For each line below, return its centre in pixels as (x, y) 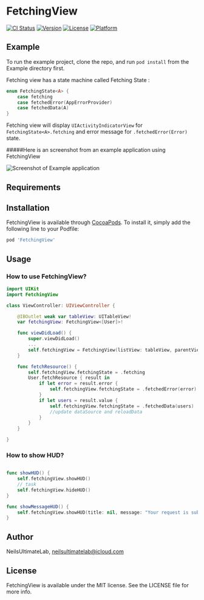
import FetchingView (32, 295)
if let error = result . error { (78, 384)
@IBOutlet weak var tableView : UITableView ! (74, 316)
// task (27, 485)
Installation (28, 208)
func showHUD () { (28, 473)
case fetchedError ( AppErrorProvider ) (65, 102)
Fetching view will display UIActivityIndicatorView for (74, 125)
